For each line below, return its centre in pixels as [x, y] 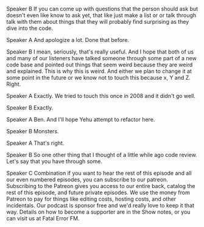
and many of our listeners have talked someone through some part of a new [101, 58]
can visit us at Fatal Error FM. [43, 218]
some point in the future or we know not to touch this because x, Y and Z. [98, 78]
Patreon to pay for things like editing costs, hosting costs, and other [91, 199]
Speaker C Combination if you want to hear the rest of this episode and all [99, 173]
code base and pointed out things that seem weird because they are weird [100, 65]
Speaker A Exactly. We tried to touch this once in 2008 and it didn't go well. [101, 96]
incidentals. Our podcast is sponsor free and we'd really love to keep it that [100, 205]
